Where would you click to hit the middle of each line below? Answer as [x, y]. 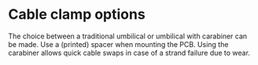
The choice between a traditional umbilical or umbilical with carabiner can [128, 36]
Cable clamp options [77, 14]
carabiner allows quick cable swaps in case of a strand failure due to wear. [129, 52]
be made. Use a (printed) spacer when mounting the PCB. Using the [118, 44]
